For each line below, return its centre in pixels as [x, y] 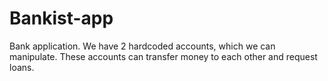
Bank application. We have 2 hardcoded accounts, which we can [142, 46]
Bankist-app [61, 18]
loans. [22, 67]
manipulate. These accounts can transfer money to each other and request [163, 56]
